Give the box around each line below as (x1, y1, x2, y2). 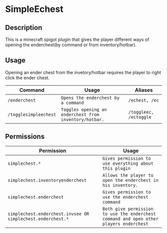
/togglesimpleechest (7, 112, 56, 117)
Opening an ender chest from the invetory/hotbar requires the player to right (5, 69, 162, 75)
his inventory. (102, 182, 138, 188)
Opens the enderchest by (61, 95, 120, 101)
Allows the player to (102, 172, 154, 178)
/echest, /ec (128, 97, 159, 103)
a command (61, 100, 84, 106)
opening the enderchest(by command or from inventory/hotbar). (5, 42, 137, 48)
